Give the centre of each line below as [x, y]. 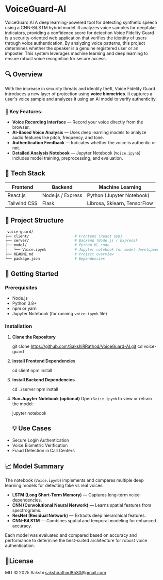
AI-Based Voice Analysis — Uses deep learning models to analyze [79, 133]
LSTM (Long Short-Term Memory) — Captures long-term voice [76, 495]
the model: [23, 404]
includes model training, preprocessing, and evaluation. [67, 158]
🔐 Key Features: [24, 111]
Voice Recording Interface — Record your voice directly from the [78, 122]
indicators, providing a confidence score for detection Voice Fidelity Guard [80, 33]
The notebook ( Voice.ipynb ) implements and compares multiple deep [74, 480]
